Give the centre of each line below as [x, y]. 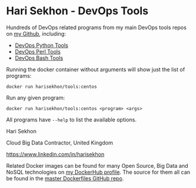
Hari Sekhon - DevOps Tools [77, 11]
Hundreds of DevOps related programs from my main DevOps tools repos [96, 27]
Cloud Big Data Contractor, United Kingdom [60, 142]
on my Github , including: [36, 33]
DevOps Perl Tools [38, 51]
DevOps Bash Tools [39, 58]
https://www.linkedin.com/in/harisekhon [55, 154]
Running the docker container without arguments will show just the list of [96, 69]
